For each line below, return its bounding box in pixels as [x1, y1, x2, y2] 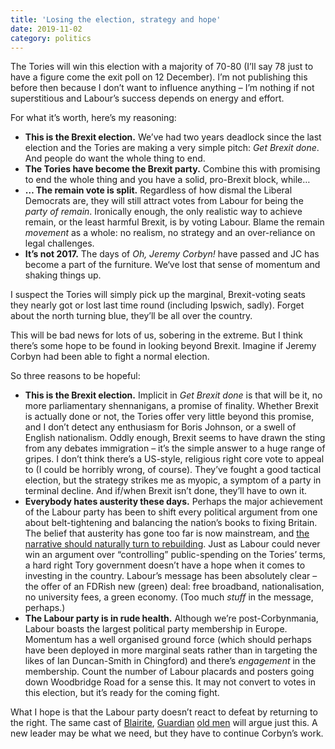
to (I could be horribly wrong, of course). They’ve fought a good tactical [24, 464, 322, 476]
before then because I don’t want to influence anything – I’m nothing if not [10, 82, 315, 94]
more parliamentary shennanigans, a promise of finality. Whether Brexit [24, 400, 319, 412]
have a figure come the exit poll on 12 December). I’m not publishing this [10, 71, 308, 83]
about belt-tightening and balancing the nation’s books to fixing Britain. [24, 517, 318, 529]
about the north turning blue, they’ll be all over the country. [10, 310, 253, 322]
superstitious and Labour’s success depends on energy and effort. [10, 92, 285, 105]
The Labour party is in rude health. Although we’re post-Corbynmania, [24, 612, 319, 625]
